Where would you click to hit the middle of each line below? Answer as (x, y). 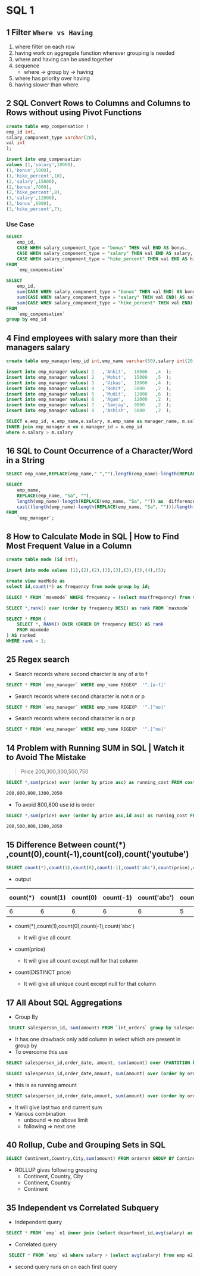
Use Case (20, 224)
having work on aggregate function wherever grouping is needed (95, 53)
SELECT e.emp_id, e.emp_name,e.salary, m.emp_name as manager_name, (93, 421)
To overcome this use (41, 1052)
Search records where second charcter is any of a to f (81, 674)
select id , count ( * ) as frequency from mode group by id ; (78, 586)
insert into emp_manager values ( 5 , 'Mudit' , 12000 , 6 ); (89, 394)
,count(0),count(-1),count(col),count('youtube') (98, 855)
